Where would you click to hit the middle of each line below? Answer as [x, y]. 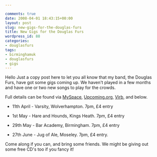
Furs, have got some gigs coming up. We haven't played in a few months [78, 83]
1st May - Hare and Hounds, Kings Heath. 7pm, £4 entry [68, 116]
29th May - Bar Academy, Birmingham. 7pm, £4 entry [66, 125]
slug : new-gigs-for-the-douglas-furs [43, 27]
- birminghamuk [20, 54]
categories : [17, 41]
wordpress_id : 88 [23, 36]
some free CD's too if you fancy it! [39, 149]
